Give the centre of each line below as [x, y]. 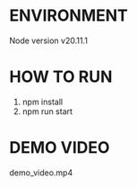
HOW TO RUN [61, 77]
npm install [43, 102]
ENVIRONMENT [68, 16]
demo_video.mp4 [41, 173]
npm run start [47, 111]
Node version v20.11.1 [48, 40]
